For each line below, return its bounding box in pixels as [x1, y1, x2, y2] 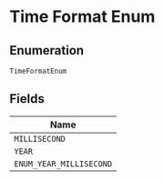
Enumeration [9, 43, 85, 58]
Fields [9, 91, 46, 106]
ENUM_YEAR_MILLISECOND [14, 158, 112, 169]
